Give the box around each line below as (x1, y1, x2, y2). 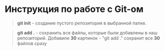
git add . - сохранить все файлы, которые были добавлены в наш (17, 29, 157, 35)
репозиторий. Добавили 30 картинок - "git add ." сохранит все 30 (17, 35, 160, 41)
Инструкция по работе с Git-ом (5, 3, 144, 15)
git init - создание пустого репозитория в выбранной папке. (17, 20, 147, 26)
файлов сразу (17, 40, 47, 46)
